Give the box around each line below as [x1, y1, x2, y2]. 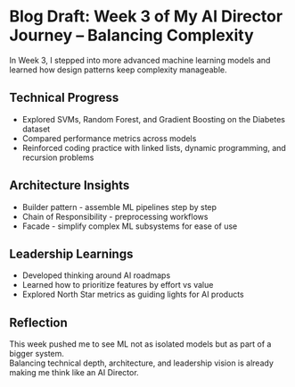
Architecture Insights [9, 178, 130, 193]
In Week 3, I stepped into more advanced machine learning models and [9, 55, 271, 65]
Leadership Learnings [9, 246, 134, 261]
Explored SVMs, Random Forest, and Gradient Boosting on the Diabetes [21, 114, 285, 124]
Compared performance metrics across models [21, 132, 197, 144]
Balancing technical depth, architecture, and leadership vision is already [9, 358, 275, 368]
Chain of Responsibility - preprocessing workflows [21, 211, 209, 222]
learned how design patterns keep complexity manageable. [9, 64, 227, 75]
